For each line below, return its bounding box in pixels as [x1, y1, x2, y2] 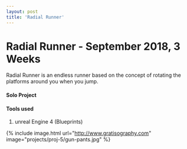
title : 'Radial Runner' [6, 14, 65, 20]
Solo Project [6, 92, 37, 99]
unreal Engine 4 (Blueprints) [14, 118, 83, 125]
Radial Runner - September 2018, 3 [6, 40, 181, 53]
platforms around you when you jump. [6, 78, 99, 85]
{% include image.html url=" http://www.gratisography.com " [6, 129, 152, 137]
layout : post [6, 8, 38, 15]
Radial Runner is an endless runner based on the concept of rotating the [6, 72, 182, 79]
